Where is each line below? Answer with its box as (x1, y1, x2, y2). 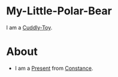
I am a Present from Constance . (14, 64, 93, 72)
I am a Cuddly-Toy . (6, 24, 53, 31)
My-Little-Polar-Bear (6, 4, 112, 18)
